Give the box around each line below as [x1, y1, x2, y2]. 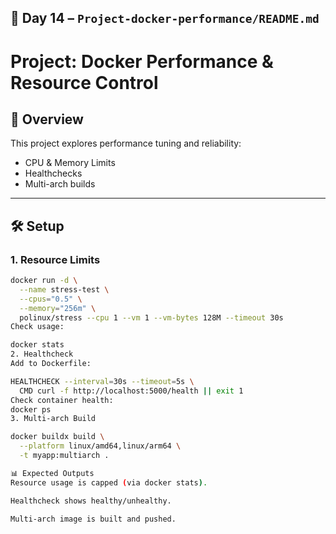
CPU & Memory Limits [24, 157, 116, 169]
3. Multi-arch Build [10, 414, 97, 424]
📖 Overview [10, 111, 84, 128]
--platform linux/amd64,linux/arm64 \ [19, 441, 182, 451]
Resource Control [10, 71, 159, 94]
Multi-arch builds [24, 178, 96, 190]
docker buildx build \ [10, 432, 105, 442]
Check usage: [10, 322, 65, 332]
